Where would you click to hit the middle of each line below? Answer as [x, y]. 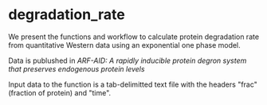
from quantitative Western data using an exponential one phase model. [124, 45]
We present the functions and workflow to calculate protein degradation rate [134, 37]
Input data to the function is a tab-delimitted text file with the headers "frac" [133, 84]
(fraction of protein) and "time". [60, 92]
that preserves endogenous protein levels [77, 68]
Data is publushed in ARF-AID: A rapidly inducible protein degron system [128, 60]
